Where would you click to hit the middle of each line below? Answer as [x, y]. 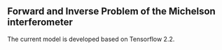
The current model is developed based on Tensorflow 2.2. [91, 39]
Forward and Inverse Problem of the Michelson [111, 11]
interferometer [40, 23]
